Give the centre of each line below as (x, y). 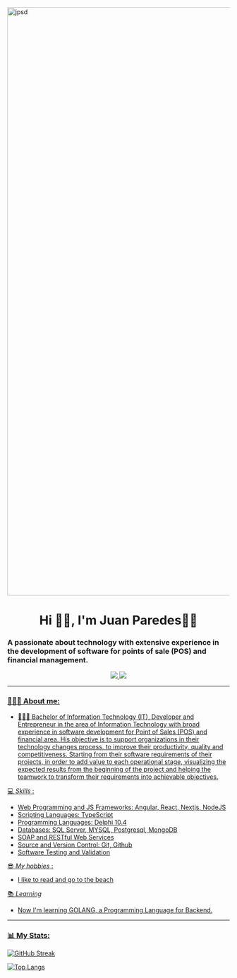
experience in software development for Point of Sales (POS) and (113, 732)
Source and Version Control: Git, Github (75, 845)
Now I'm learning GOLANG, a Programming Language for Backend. (115, 910)
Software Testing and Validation (64, 852)
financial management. (48, 660)
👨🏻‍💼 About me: (34, 701)
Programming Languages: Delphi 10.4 (72, 822)
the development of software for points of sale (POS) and (107, 651)
